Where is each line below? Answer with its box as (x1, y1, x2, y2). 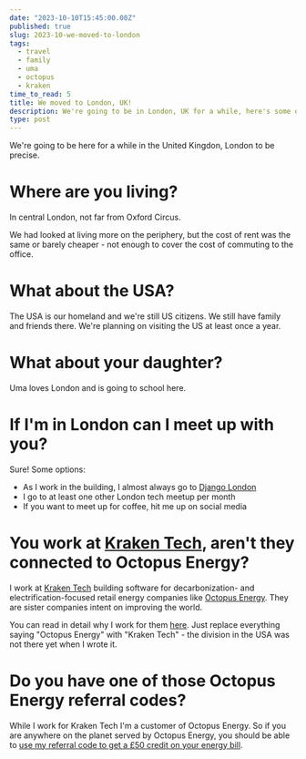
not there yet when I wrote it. (9, 639, 117, 650)
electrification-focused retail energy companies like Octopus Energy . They (9, 591, 289, 602)
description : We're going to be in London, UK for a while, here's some (9, 107, 291, 116)
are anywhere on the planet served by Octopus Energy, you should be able (9, 730, 291, 741)
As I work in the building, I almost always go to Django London (22, 481, 257, 492)
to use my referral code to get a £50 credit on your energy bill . (9, 739, 243, 750)
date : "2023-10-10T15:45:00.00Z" (9, 13, 137, 23)
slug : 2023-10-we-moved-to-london (9, 30, 141, 39)
